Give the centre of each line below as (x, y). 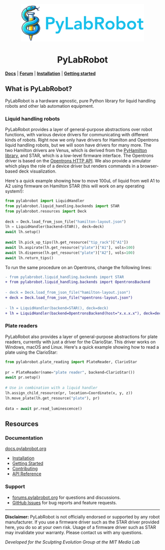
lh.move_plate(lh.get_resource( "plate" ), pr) (52, 398)
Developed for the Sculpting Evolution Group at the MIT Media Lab (72, 542)
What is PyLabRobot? (39, 89)
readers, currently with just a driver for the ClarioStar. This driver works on (80, 342)
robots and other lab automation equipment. (50, 106)
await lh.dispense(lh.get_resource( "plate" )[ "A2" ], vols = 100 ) (70, 253)
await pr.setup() (23, 377)
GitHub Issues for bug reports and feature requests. (64, 502)
